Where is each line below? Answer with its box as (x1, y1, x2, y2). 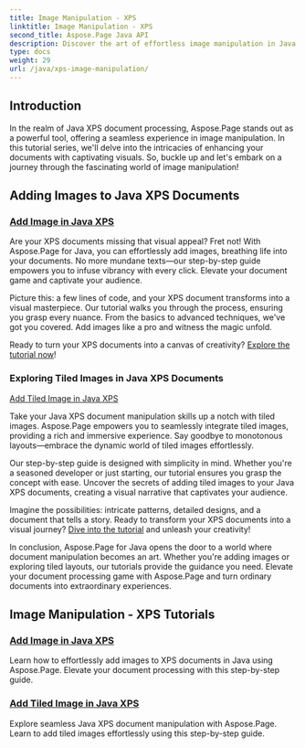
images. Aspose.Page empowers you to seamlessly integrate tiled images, (9, 420, 289, 431)
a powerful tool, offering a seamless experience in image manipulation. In (9, 132, 286, 143)
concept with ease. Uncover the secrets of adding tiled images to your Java (9, 476, 295, 487)
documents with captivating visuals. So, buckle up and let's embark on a (9, 152, 282, 163)
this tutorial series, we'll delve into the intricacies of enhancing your (9, 142, 264, 153)
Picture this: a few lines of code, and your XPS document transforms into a (9, 293, 290, 304)
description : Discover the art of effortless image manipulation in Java (9, 38, 297, 48)
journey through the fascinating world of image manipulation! (9, 161, 239, 172)
